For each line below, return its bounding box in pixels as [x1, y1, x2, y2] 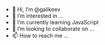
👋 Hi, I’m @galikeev [12, 6, 61, 13]
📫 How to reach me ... [12, 32, 69, 39]
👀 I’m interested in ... [12, 12, 64, 19]
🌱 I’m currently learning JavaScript [12, 19, 99, 26]
